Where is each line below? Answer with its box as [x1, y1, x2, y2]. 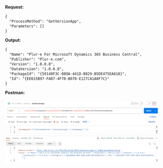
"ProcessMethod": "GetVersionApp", [9, 19, 81, 24]
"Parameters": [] [9, 24, 45, 29]
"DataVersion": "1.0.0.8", [9, 67, 64, 71]
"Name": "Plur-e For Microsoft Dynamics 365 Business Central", [9, 52, 142, 57]
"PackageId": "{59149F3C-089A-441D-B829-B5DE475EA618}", [9, 71, 127, 76]
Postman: [5, 90, 25, 95]
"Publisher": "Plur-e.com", [9, 57, 66, 62]
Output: [5, 37, 21, 43]
